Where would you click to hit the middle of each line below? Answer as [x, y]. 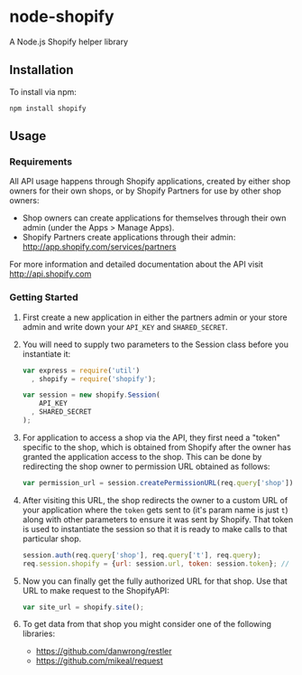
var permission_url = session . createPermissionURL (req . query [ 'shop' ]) [158, 483]
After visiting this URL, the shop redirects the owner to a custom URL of [155, 500]
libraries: [39, 633]
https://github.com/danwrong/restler [104, 652]
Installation [41, 70]
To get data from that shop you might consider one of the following [147, 624]
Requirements [41, 162]
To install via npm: [43, 91]
